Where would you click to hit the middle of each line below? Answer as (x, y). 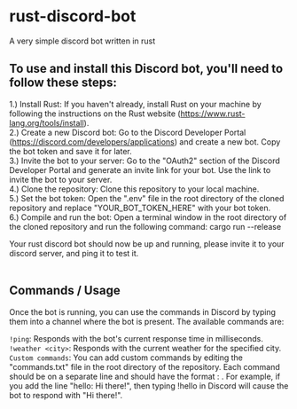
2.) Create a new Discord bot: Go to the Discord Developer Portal (128, 132)
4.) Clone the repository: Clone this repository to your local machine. (134, 189)
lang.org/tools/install (47, 122)
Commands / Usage (65, 291)
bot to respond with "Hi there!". (66, 395)
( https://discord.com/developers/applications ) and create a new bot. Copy (145, 142)
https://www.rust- (213, 114)
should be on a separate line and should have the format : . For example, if (145, 376)
